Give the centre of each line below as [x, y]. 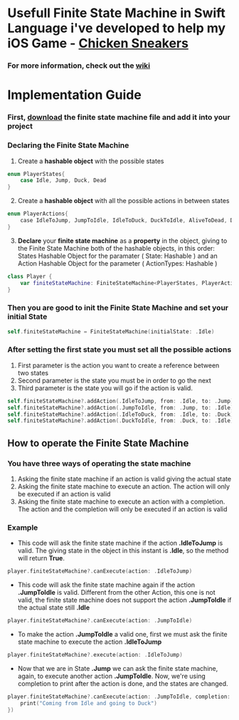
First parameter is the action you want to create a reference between [118, 365]
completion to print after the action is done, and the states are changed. [123, 683]
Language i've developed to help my [117, 28]
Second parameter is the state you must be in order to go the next [114, 380]
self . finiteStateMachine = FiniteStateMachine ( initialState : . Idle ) [111, 332]
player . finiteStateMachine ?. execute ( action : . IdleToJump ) [95, 655]
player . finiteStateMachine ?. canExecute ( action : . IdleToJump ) [100, 571]
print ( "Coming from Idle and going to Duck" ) [89, 703]
